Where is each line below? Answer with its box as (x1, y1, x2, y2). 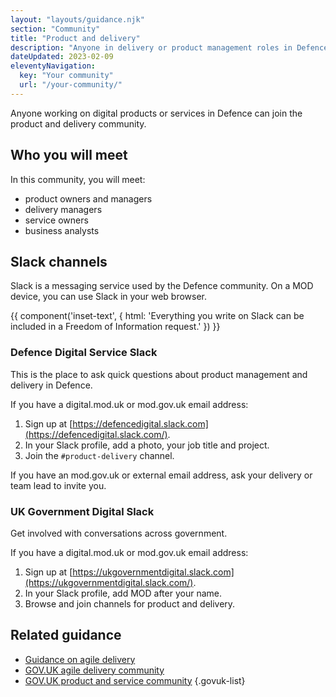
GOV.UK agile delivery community (24, 664, 165, 676)
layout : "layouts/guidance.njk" (10, 14, 145, 25)
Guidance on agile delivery (24, 653, 136, 665)
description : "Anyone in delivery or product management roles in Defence (10, 42, 329, 53)
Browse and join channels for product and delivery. (24, 597, 236, 610)
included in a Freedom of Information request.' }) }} (10, 321, 221, 333)
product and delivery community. (10, 117, 147, 130)
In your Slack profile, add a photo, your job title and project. (24, 439, 270, 451)
